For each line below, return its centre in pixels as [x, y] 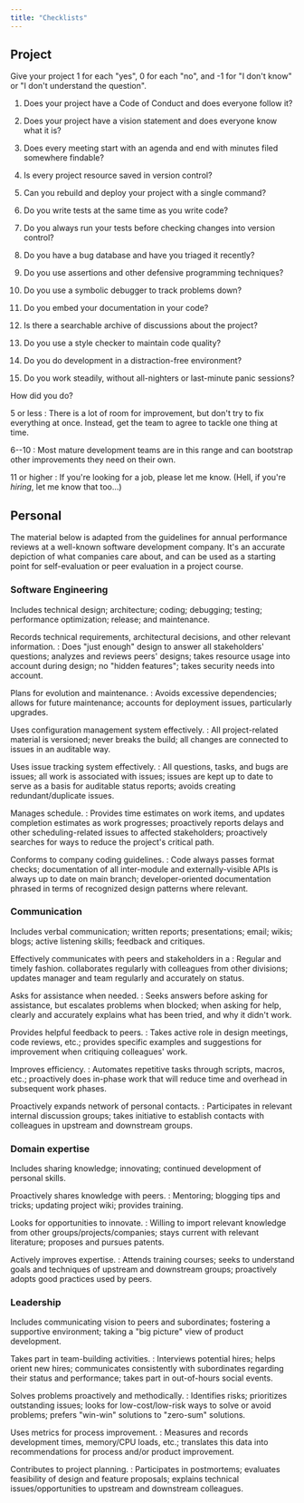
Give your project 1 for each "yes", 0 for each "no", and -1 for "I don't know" [151, 76]
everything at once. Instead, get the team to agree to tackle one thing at [144, 423]
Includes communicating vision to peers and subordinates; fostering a [140, 1322]
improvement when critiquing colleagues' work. [99, 1052]
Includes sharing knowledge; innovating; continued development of [136, 1168]
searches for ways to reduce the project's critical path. [113, 842]
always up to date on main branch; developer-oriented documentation [141, 878]
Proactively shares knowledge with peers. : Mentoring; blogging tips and [145, 1196]
